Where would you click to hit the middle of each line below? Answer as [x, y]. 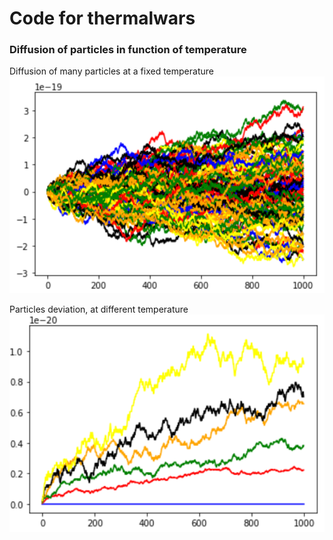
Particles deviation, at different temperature [99, 309]
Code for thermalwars [102, 18]
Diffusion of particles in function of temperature [128, 50]
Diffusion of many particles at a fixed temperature [111, 71]
